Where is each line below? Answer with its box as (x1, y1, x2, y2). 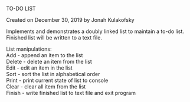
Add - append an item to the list (6, 52, 83, 58)
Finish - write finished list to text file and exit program (6, 90, 136, 96)
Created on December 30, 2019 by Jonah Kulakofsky (6, 17, 135, 23)
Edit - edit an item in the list (6, 64, 73, 71)
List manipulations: (6, 45, 52, 52)
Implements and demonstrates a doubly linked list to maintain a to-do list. (6, 28, 185, 35)
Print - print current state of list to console (6, 77, 109, 84)
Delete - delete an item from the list (6, 58, 93, 65)
